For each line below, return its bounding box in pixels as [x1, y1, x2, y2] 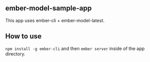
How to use [5, 32, 42, 41]
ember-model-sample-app [5, 4, 92, 13]
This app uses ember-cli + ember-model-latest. [5, 17, 105, 23]
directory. [5, 50, 25, 57]
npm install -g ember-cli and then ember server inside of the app [5, 45, 145, 51]
